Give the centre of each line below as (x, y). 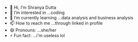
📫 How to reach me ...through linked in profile (56, 23)
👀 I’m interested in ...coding (37, 13)
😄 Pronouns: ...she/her (33, 30)
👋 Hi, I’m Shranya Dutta (33, 7)
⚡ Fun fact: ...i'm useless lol (37, 35)
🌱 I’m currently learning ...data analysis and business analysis (71, 18)
